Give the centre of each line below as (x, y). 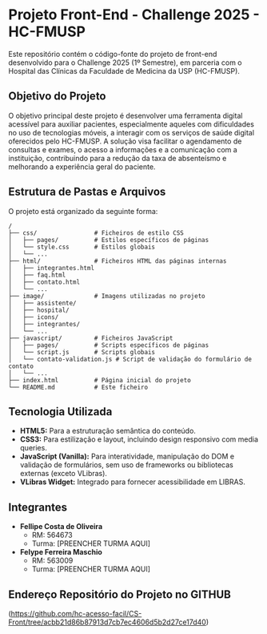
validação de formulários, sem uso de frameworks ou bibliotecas (126, 465)
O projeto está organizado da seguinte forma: (83, 211)
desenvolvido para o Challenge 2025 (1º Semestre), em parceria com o (125, 63)
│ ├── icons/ (34, 317)
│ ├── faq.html (37, 275)
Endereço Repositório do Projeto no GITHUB (120, 594)
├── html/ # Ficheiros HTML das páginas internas (118, 261)
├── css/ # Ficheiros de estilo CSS (96, 233)
